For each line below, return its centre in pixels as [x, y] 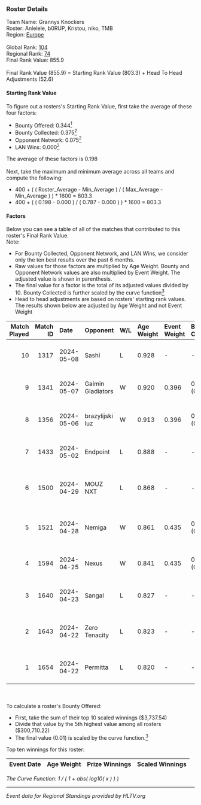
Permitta [97, 667]
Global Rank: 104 [27, 47]
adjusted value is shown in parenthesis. [63, 279]
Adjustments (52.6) [30, 79]
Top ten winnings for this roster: [45, 749]
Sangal [95, 596]
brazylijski [99, 416]
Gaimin [95, 384]
